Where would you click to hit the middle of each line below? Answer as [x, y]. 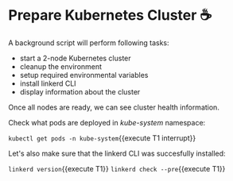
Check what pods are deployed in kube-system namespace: [107, 122]
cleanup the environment [60, 66]
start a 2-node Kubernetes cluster [75, 58]
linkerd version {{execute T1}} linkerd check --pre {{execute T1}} [117, 168]
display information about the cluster [80, 91]
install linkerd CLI [48, 83]
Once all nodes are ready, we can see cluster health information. [114, 107]
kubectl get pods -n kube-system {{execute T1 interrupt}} [102, 138]
